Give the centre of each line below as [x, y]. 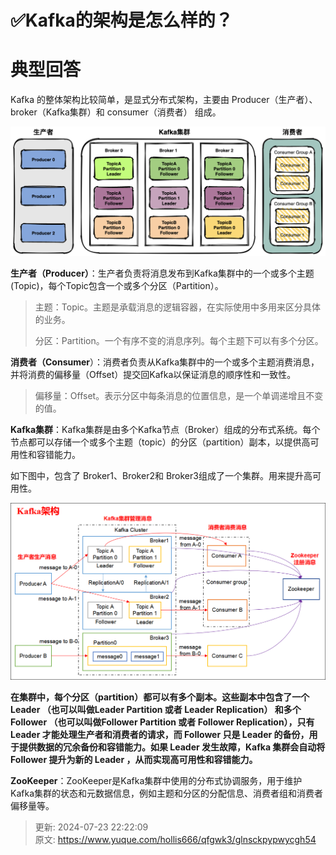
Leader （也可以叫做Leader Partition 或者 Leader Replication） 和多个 [156, 710]
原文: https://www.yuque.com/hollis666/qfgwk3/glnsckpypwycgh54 [175, 840]
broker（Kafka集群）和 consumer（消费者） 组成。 [116, 112]
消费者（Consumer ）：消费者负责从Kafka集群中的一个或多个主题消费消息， [165, 362]
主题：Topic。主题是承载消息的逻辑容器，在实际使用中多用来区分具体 [178, 307]
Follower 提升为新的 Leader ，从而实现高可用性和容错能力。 [134, 760]
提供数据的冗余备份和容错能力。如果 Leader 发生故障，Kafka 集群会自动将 [172, 747]
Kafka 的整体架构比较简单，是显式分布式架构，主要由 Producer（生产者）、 [164, 100]
